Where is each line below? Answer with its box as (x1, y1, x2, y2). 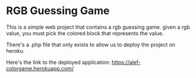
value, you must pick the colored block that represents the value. (6, 29, 164, 36)
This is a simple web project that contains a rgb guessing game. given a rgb (6, 23, 190, 30)
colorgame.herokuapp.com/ (6, 65, 74, 72)
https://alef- (111, 59, 141, 66)
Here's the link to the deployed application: (6, 59, 110, 66)
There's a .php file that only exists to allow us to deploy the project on (6, 41, 176, 48)
